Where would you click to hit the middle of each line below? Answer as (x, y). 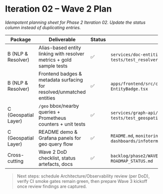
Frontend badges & (60, 74)
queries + (49, 112)
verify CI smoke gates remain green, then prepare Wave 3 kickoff (82, 181)
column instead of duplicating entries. (43, 27)
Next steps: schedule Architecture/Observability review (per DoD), (83, 176)
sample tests (53, 65)
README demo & (58, 132)
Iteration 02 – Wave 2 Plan (58, 9)
